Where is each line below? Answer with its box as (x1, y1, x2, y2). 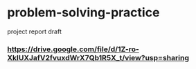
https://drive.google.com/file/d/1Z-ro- (7, 44, 140, 54)
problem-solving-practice (7, 5, 160, 20)
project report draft (7, 27, 62, 36)
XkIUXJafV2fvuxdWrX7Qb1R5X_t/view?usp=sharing (7, 53, 189, 62)
